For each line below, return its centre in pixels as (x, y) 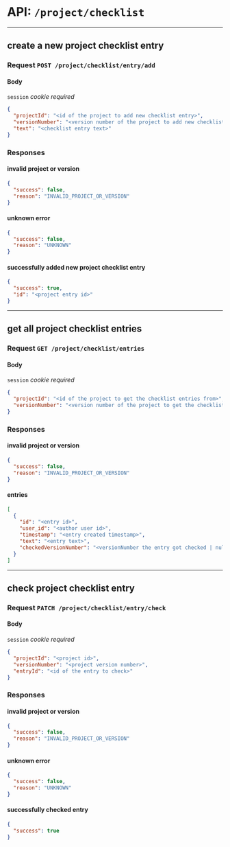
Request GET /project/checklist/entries (76, 349)
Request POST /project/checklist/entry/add (81, 65)
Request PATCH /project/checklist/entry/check (87, 607)
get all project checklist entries (75, 329)
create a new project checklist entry (86, 46)
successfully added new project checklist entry (76, 267)
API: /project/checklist (76, 12)
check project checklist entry (71, 588)
